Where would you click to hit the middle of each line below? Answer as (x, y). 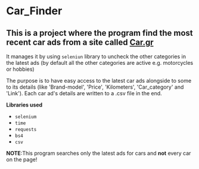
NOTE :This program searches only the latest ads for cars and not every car (99, 153)
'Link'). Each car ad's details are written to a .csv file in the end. (84, 93)
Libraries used (24, 105)
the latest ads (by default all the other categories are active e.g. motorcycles (100, 63)
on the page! (22, 159)
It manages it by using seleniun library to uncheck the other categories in (96, 57)
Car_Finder (34, 11)
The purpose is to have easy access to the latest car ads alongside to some (99, 81)
